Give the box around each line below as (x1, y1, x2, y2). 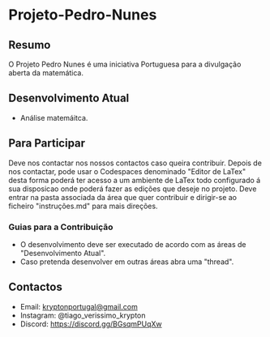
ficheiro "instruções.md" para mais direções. (8, 201, 158, 211)
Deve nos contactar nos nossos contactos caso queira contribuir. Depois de (8, 158, 262, 168)
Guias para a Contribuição (8, 221, 114, 232)
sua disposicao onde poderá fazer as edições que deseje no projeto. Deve (8, 184, 257, 194)
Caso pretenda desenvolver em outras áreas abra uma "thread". (19, 257, 234, 267)
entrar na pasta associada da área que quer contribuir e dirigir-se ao (8, 192, 238, 202)
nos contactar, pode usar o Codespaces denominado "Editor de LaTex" (8, 166, 246, 176)
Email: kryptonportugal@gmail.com (19, 301, 138, 311)
